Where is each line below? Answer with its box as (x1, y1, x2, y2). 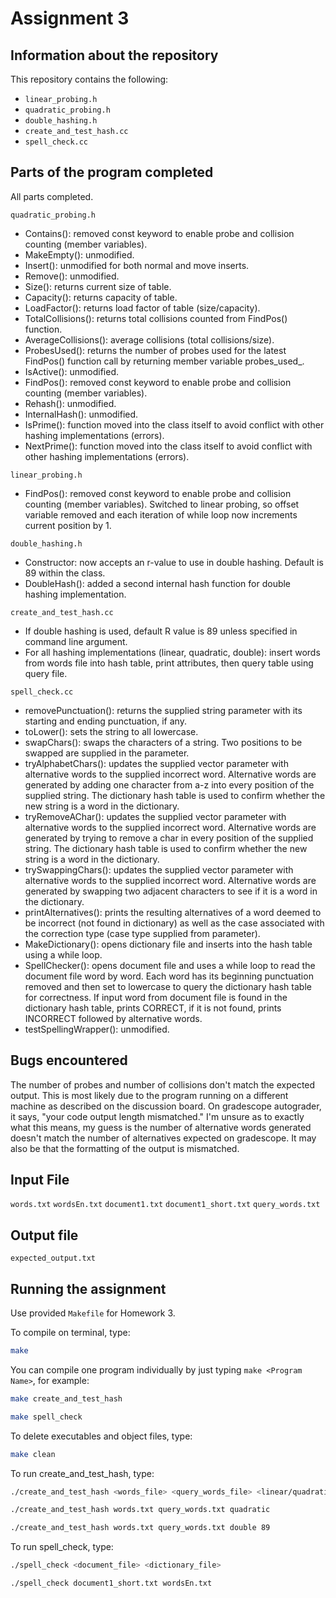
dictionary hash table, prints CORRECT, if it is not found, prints (24, 1002, 282, 1014)
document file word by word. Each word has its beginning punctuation (24, 970, 314, 982)
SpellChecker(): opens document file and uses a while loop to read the (24, 959, 316, 971)
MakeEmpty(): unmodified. (24, 248, 135, 261)
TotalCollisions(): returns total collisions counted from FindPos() (24, 312, 288, 324)
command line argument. (24, 635, 128, 647)
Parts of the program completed (10, 164, 214, 181)
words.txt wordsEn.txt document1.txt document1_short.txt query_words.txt (10, 1200, 321, 1210)
